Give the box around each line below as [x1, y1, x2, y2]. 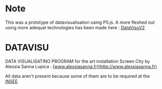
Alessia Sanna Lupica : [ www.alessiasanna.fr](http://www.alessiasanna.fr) [5, 63, 157, 69]
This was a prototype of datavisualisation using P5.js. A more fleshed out [5, 19, 155, 25]
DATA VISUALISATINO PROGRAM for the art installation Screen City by [5, 58, 151, 64]
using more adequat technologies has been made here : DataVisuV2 [5, 24, 145, 30]
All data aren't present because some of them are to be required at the [5, 73, 150, 79]
